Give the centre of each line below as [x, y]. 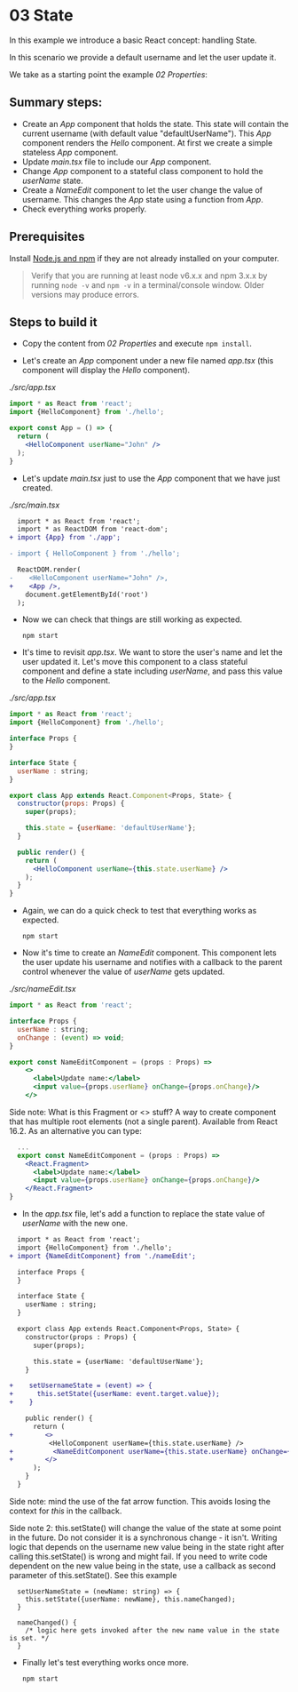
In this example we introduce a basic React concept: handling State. [133, 40]
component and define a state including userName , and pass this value [152, 671]
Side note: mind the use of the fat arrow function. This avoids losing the [140, 1501]
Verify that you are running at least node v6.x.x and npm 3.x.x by [149, 275]
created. [37, 487]
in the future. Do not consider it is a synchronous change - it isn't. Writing [143, 1537]
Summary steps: [56, 103]
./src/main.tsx [35, 505]
